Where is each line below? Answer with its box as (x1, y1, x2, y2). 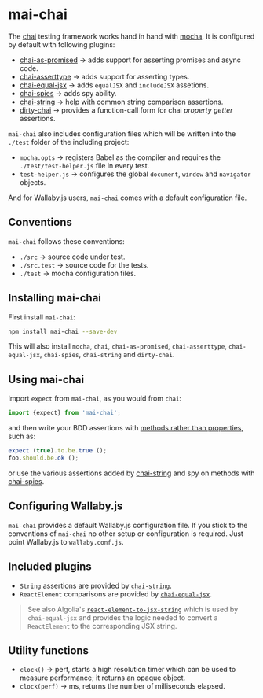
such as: (8, 431, 36, 441)
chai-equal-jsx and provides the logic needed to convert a (27, 612, 218, 622)
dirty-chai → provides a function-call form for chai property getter (19, 105, 233, 115)
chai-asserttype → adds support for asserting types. (19, 72, 190, 81)
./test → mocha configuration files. (19, 268, 137, 278)
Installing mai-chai (8, 291, 102, 305)
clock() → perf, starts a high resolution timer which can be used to (19, 665, 236, 674)
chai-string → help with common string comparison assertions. (19, 97, 224, 106)
